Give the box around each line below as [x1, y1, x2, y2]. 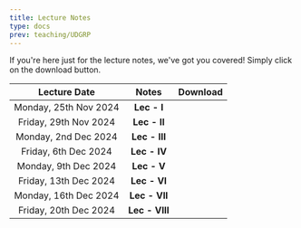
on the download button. [9, 64, 102, 75]
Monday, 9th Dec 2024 [16, 160, 117, 173]
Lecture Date [37, 86, 95, 99]
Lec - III [131, 130, 166, 143]
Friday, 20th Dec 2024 [17, 204, 116, 217]
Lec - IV [130, 146, 168, 158]
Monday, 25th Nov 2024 [14, 101, 120, 114]
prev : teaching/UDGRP [9, 30, 92, 39]
